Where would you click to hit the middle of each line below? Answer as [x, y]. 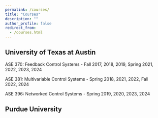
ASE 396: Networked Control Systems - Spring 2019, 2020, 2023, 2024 [78, 93]
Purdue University [34, 109]
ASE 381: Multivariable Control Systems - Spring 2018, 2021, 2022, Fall [77, 79]
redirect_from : [21, 28]
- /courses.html [26, 32]
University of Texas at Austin [50, 52]
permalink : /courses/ [27, 10]
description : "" [22, 19]
